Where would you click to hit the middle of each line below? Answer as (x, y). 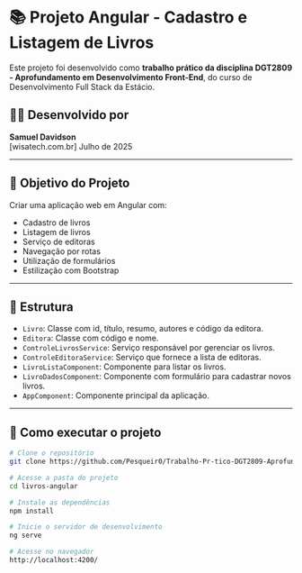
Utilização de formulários (69, 260)
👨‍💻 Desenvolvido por (69, 115)
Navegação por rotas (62, 251)
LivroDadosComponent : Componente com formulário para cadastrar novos (157, 377)
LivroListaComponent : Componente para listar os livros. (124, 367)
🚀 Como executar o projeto (85, 432)
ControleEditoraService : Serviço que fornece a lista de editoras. (142, 358)
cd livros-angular (44, 486)
